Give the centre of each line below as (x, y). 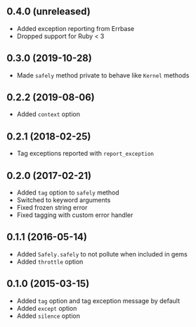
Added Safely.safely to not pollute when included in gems (102, 254)
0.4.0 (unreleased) (48, 12)
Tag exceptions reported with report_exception (85, 154)
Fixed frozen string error (52, 208)
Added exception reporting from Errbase (76, 28)
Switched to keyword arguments (64, 200)
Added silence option (48, 316)
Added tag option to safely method (68, 192)
